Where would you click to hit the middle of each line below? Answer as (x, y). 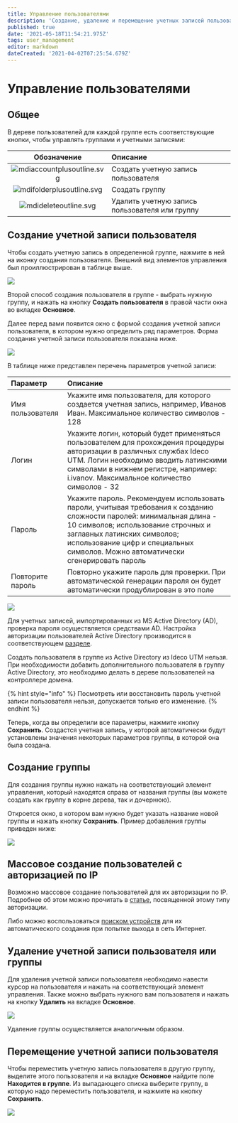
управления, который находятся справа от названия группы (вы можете (117, 792)
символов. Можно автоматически (126, 552)
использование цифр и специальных (130, 542)
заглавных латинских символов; (123, 534)
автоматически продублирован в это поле (141, 589)
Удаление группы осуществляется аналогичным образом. (96, 1029)
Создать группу (138, 189)
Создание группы (49, 767)
